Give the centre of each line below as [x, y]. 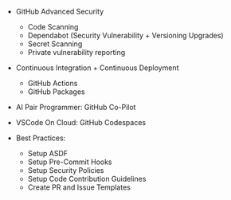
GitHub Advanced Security [60, 12]
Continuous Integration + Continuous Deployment [97, 68]
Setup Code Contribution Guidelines [87, 179]
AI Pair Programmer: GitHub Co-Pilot [76, 107]
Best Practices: [41, 138]
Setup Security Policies [66, 170]
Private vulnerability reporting [76, 52]
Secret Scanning [55, 44]
